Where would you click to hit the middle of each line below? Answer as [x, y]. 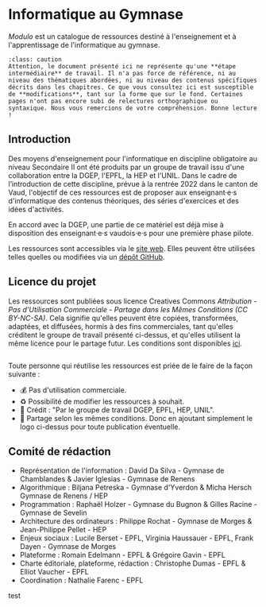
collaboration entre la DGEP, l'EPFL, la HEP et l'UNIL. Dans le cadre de [123, 175]
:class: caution [35, 59]
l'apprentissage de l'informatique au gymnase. [84, 44]
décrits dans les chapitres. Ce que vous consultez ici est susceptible [131, 87]
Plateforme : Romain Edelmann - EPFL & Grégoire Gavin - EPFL [123, 555]
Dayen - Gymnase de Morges [68, 547]
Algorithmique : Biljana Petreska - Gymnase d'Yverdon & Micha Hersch [136, 488]
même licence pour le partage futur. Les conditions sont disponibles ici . [125, 343]
